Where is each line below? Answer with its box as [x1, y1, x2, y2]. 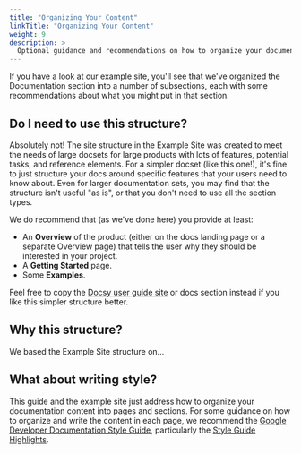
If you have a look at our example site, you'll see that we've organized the [9, 71, 280, 81]
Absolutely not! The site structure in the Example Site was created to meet [9, 140, 283, 150]
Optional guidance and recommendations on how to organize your [17, 47, 262, 56]
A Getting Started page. [21, 260, 112, 270]
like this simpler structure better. [9, 296, 129, 307]
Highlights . [9, 433, 49, 444]
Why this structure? [9, 322, 123, 338]
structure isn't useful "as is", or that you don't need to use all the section [9, 187, 277, 198]
